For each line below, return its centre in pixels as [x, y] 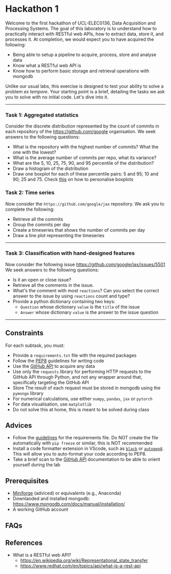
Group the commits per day [41, 224]
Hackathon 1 [32, 9]
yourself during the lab [36, 465]
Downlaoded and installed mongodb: [51, 498]
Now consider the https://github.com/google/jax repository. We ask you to [85, 204]
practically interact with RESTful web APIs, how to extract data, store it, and [84, 34]
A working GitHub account [40, 509]
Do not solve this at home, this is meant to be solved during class [81, 409]
